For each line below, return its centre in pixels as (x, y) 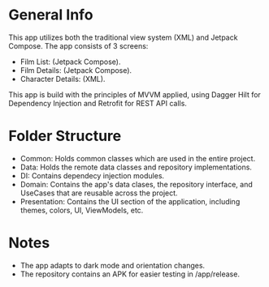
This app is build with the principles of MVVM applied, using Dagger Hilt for (135, 94)
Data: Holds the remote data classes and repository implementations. (136, 167)
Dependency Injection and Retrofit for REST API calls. (98, 103)
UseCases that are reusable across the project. (99, 193)
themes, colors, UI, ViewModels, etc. (82, 210)
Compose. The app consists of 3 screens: (78, 45)
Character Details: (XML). (63, 79)
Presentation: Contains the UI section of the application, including (130, 201)
